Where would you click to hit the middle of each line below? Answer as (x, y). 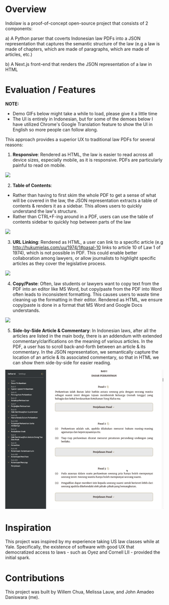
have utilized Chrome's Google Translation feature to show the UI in (82, 124)
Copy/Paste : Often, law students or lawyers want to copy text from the (86, 284)
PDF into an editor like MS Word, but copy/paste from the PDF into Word (87, 289)
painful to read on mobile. (39, 165)
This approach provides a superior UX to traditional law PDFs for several (80, 139)
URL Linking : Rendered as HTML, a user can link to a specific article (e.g (88, 242)
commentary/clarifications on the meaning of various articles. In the (83, 341)
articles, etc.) (19, 54)
